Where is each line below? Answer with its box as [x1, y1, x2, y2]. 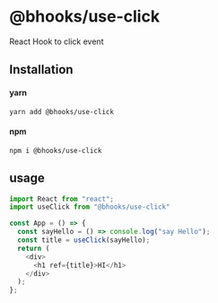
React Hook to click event [9, 36, 104, 47]
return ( [17, 244, 50, 253]
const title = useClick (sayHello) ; [17, 236, 151, 245]
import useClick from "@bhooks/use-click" [9, 202, 170, 212]
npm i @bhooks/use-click [9, 146, 102, 155]
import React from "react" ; [9, 194, 115, 203]
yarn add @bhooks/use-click [9, 107, 115, 116]
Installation [9, 62, 74, 77]
